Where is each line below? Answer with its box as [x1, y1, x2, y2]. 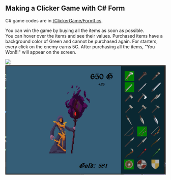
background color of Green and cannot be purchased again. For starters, [5, 38, 158, 44]
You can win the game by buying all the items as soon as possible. [5, 27, 145, 34]
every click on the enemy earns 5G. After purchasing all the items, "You [5, 43, 155, 50]
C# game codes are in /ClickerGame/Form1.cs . [5, 17, 103, 23]
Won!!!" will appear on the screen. [5, 49, 76, 55]
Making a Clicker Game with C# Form [5, 4, 125, 13]
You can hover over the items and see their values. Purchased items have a [5, 33, 163, 39]
